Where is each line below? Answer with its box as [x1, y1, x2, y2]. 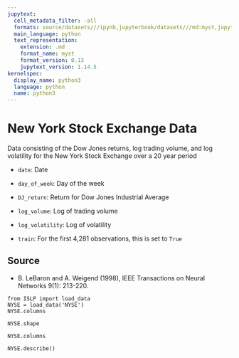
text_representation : [14, 37, 78, 44]
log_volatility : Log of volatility [17, 221, 112, 229]
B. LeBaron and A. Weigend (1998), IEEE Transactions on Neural [17, 273, 205, 282]
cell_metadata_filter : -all [14, 17, 97, 24]
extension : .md [20, 43, 65, 51]
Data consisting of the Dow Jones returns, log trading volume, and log [7, 144, 213, 153]
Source [7, 255, 41, 267]
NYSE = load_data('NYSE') [7, 301, 84, 308]
